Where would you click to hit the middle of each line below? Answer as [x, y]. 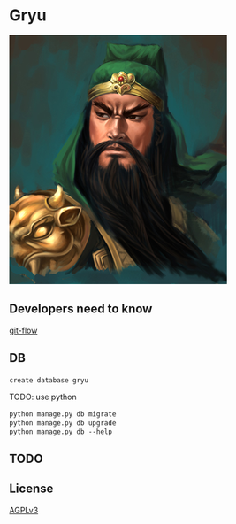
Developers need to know [81, 309]
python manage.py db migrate [63, 414]
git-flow [23, 330]
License [31, 489]
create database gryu [49, 380]
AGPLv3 [24, 510]
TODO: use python [43, 397]
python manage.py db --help [61, 432]
